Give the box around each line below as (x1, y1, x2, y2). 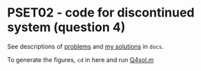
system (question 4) (7, 19, 126, 35)
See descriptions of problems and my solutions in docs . (7, 42, 164, 50)
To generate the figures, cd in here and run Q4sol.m (7, 55, 154, 63)
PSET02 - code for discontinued (7, 5, 195, 21)
